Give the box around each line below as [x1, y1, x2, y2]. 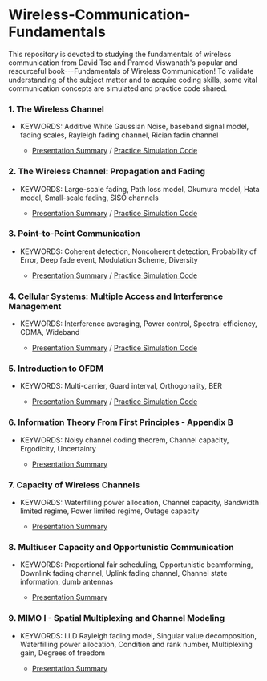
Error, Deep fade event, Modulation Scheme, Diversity [19, 255, 198, 264]
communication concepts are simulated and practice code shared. [8, 83, 228, 93]
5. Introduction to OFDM [8, 363, 104, 374]
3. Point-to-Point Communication [8, 228, 140, 239]
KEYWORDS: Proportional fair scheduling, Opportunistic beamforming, [19, 560, 253, 569]
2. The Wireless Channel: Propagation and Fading [8, 166, 206, 177]
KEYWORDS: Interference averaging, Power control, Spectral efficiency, [19, 319, 258, 328]
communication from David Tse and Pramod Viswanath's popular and [8, 58, 238, 67]
